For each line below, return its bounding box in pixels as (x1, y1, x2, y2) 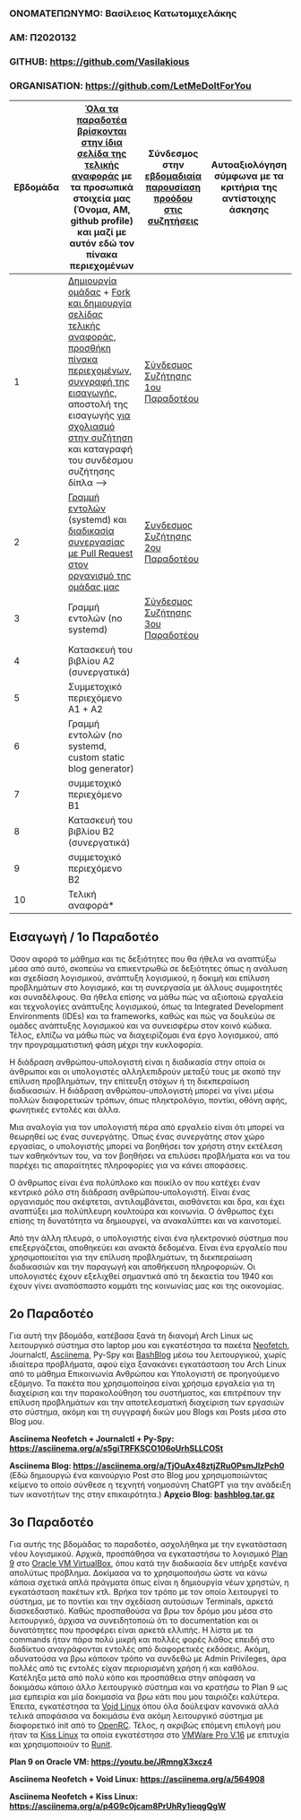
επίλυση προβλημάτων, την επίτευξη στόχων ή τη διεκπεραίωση (9, 1075, 250, 1086)
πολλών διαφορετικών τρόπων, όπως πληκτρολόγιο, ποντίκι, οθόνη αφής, (9, 1094, 288, 1105)
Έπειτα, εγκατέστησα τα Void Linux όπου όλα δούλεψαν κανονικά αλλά (9, 1701, 279, 1711)
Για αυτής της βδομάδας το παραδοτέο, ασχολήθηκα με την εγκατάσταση (9, 1538, 288, 1549)
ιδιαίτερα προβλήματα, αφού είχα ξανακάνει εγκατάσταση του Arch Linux (9, 1358, 287, 1370)
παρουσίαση (145, 181, 202, 194)
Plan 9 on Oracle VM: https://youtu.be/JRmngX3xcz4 (9, 1756, 213, 1767)
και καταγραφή (67, 443, 133, 456)
